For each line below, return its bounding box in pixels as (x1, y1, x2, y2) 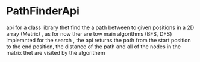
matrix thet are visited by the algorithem (6, 49, 105, 56)
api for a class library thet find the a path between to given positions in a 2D (6, 24, 195, 31)
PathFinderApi (6, 4, 80, 18)
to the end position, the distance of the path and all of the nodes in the (6, 43, 181, 50)
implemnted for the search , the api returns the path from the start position (6, 36, 191, 44)
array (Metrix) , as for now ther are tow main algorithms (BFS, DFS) (6, 30, 172, 37)
